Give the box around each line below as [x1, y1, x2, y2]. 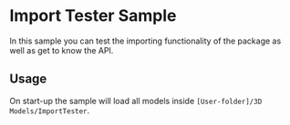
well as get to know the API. [9, 44, 114, 55]
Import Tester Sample [9, 5, 177, 26]
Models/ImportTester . [9, 105, 90, 116]
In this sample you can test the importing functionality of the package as [9, 35, 282, 46]
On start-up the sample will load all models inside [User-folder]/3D [9, 95, 263, 106]
